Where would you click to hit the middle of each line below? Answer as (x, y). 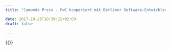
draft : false (19, 24)
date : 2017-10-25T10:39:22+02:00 (41, 19)
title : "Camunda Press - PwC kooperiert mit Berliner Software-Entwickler (86, 10)
